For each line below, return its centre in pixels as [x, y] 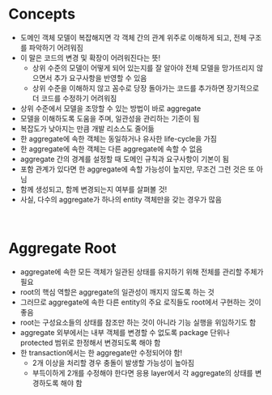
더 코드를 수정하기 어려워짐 [74, 98]
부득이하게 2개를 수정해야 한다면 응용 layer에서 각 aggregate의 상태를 [142, 372]
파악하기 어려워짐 [56, 47]
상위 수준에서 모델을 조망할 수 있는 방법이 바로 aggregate [110, 108]
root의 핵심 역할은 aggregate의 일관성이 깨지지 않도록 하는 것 [117, 291]
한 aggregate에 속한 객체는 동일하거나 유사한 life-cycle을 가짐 [118, 138]
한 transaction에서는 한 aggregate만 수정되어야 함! [101, 352]
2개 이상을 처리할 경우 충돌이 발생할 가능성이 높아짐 [113, 363]
